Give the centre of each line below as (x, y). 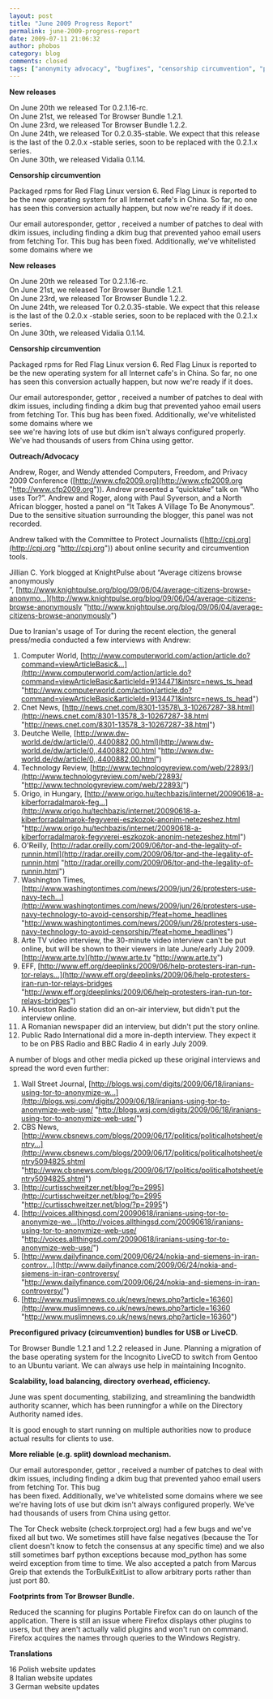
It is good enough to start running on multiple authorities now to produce (130, 1429)
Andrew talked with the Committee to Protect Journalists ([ (107, 539)
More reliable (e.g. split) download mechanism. (90, 1454)
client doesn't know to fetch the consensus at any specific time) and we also (137, 1546)
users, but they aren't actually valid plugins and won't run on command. (129, 1629)
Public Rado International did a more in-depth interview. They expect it (139, 1035)
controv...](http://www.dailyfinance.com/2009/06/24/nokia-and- (129, 1265)
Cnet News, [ (43, 707)
